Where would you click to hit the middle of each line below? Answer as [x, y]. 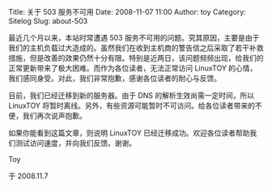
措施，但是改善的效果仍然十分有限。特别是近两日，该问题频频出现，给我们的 [136, 58]
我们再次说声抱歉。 [54, 115]
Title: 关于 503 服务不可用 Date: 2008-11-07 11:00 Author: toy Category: [127, 12]
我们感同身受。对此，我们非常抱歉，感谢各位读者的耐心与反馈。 [115, 78]
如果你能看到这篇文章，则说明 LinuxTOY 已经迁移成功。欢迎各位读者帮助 [129, 133]
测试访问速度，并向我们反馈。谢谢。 [75, 143]
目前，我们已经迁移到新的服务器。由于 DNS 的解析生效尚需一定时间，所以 [132, 95]
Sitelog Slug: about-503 [48, 21]
